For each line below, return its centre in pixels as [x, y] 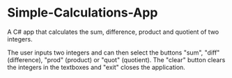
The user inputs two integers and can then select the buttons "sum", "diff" [114, 52]
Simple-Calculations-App [83, 13]
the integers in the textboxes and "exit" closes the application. [96, 67]
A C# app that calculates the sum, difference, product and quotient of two [113, 32]
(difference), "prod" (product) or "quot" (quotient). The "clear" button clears [116, 59]
